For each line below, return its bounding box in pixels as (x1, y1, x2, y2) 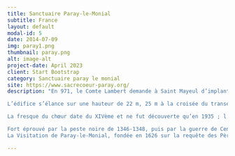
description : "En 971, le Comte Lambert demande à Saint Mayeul (7, 88, 199, 95)
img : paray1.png (7, 42, 55, 49)
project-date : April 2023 (7, 62, 83, 69)
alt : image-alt (7, 56, 52, 63)
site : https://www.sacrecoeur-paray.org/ (7, 81, 130, 88)
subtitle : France (7, 17, 58, 24)
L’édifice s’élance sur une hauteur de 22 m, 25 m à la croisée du (7, 100, 208, 108)
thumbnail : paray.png (7, 49, 71, 56)
